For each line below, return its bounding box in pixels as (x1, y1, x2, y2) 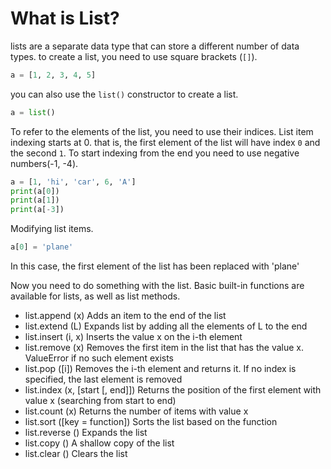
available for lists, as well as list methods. (10, 290, 181, 302)
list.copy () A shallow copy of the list (24, 437, 175, 449)
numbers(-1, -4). (10, 157, 79, 169)
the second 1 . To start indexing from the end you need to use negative (10, 147, 300, 159)
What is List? (10, 7, 120, 30)
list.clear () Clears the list (24, 448, 128, 460)
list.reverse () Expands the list (24, 427, 148, 439)
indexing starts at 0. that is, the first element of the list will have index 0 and (10, 136, 321, 148)
